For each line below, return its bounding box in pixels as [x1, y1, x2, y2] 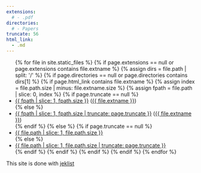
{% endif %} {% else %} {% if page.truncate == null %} [14, 123, 152, 130]
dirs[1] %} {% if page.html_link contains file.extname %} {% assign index [14, 77, 195, 85]
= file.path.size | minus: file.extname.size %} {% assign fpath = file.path [14, 84, 193, 91]
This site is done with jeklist [6, 160, 75, 167]
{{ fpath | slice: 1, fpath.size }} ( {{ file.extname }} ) [14, 97, 137, 104]
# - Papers [11, 25, 39, 32]
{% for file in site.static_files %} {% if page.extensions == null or [14, 58, 174, 66]
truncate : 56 [6, 31, 39, 37]
